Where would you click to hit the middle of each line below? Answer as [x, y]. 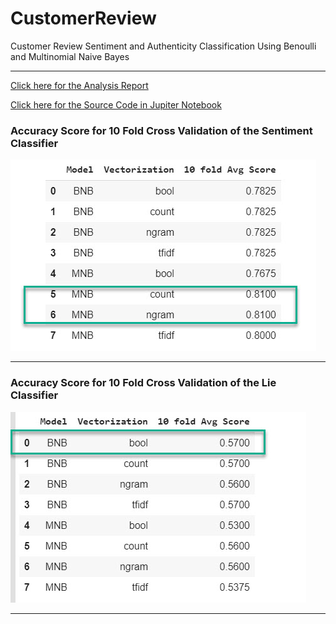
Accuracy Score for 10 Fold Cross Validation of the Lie [143, 383]
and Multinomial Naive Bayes [70, 56]
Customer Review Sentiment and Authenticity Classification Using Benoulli [163, 46]
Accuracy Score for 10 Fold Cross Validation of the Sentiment [161, 130]
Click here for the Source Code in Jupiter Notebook [116, 104]
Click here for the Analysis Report [79, 85]
